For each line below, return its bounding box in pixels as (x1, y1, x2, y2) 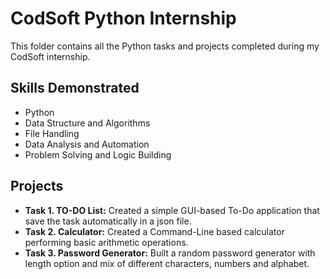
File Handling (24, 127, 80, 139)
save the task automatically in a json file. (24, 215, 192, 227)
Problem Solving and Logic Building (24, 148, 172, 161)
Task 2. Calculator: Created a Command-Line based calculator (24, 225, 285, 237)
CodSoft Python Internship (10, 7, 237, 30)
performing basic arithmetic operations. (24, 236, 189, 248)
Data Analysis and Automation (24, 138, 150, 150)
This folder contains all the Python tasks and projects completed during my (10, 40, 320, 52)
